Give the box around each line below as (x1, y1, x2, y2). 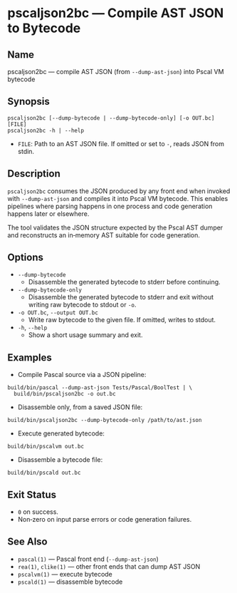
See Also (7, 536, 48, 548)
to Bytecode (7, 20, 81, 36)
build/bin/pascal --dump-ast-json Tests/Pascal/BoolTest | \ (7, 384, 193, 391)
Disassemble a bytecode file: (17, 455, 103, 464)
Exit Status (7, 488, 57, 500)
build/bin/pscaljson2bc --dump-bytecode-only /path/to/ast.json (7, 417, 202, 424)
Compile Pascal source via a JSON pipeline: (17, 371, 147, 379)
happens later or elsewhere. (7, 209, 90, 218)
